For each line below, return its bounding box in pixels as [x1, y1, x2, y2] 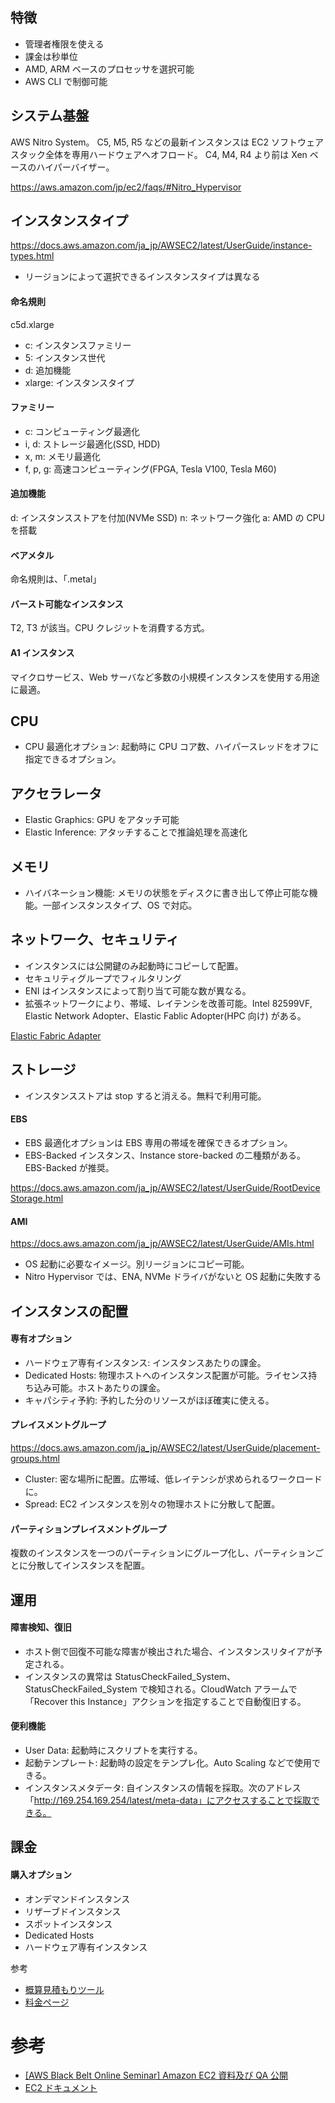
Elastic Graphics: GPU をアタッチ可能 [24, 814, 180, 826]
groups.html [10, 1452, 60, 1464]
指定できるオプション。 [24, 753, 122, 765]
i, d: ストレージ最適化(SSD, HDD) [24, 438, 161, 450]
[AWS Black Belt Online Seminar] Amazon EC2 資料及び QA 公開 [24, 2069, 289, 2082]
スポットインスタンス [24, 1918, 113, 1930]
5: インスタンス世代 [24, 351, 106, 363]
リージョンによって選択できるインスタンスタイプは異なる [24, 271, 261, 283]
